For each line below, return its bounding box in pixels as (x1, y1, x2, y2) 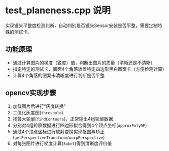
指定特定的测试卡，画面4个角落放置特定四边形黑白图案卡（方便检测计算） (12, 66, 167, 72)
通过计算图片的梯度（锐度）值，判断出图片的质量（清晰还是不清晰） (12, 59, 155, 66)
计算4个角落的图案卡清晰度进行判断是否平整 (12, 72, 105, 78)
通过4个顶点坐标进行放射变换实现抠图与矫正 (12, 128, 105, 135)
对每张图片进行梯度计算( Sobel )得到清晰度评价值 (12, 140, 112, 146)
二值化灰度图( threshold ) (12, 109, 63, 115)
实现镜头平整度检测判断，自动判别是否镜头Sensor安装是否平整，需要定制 (5, 22, 158, 28)
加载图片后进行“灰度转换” (12, 103, 66, 109)
